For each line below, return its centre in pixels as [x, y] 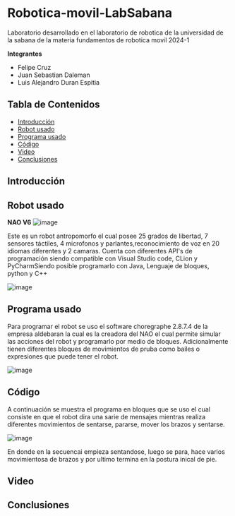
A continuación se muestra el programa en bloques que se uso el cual [109, 409]
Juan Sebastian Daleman [54, 75]
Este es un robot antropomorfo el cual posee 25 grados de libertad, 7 [108, 236]
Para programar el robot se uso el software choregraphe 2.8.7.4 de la [108, 326]
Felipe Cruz [34, 67]
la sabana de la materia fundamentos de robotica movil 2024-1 [98, 40]
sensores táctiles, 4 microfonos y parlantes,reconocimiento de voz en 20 [114, 243]
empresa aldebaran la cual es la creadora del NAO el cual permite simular [114, 334]
